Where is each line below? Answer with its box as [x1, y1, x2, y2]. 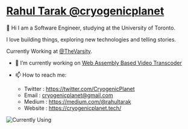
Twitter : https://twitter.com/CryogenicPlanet [23, 85, 135, 92]
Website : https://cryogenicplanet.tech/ [23, 104, 122, 112]
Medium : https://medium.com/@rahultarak [23, 98, 131, 105]
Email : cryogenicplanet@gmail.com [23, 92, 113, 99]
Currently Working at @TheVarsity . [6, 47, 92, 55]
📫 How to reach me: [14, 71, 67, 78]
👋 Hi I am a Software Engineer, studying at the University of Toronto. [6, 24, 176, 31]
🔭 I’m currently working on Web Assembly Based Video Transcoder [14, 59, 182, 66]
